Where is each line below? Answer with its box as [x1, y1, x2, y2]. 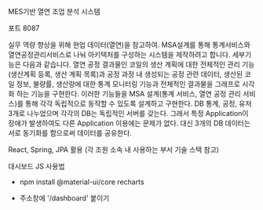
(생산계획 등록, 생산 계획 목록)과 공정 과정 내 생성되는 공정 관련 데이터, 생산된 [8, 70, 243, 78]
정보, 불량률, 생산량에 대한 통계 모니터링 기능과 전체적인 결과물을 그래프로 [16, 79, 241, 89]
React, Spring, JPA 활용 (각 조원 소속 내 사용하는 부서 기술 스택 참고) [8, 145, 220, 154]
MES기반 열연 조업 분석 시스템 [8, 7, 100, 16]
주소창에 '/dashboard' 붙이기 [19, 194, 110, 202]
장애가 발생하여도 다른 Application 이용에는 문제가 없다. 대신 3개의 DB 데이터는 [8, 118, 251, 128]
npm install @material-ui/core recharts [19, 177, 144, 186]
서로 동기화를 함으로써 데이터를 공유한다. [8, 129, 132, 137]
